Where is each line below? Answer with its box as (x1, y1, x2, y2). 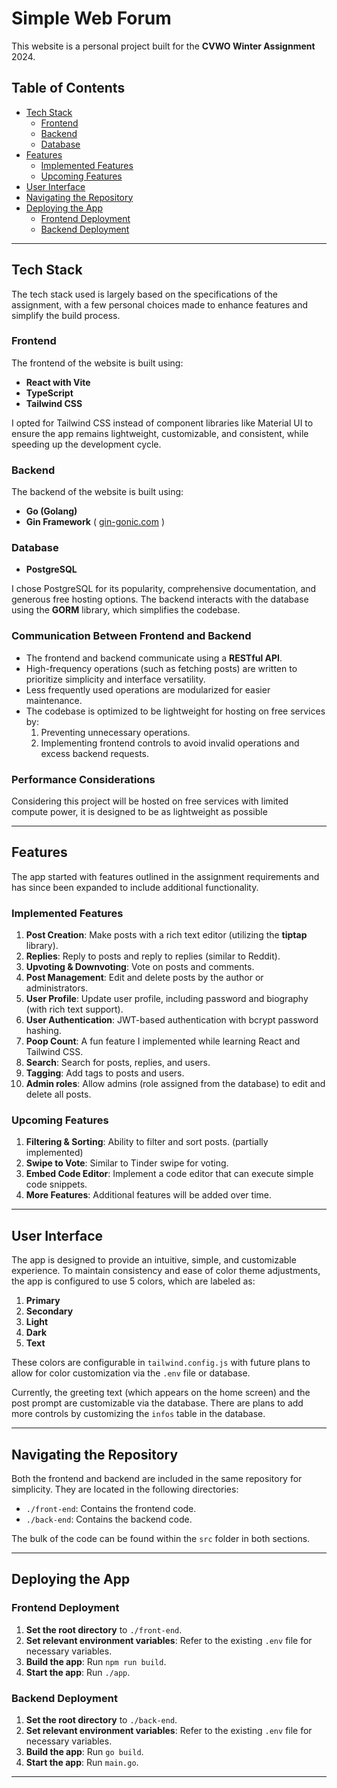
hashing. (25, 1025, 62, 1037)
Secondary (25, 1305, 74, 1317)
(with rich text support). (25, 1003, 124, 1016)
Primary (25, 1295, 61, 1307)
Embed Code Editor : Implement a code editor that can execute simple (25, 1168, 314, 1180)
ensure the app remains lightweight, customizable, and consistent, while (11, 427, 309, 439)
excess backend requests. (40, 747, 149, 759)
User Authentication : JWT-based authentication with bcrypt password (25, 1014, 319, 1026)
